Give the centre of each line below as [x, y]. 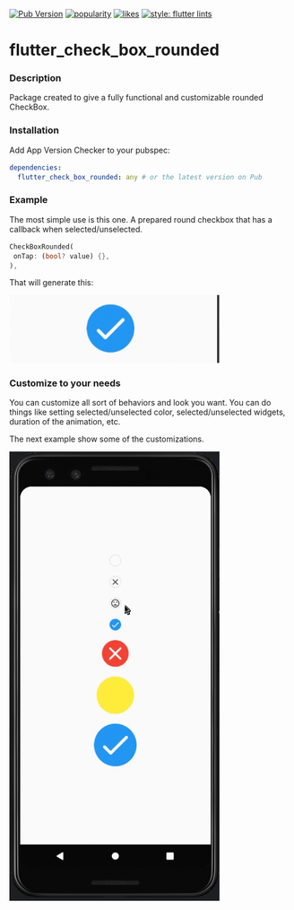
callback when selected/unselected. [76, 229]
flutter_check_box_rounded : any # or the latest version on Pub [140, 177]
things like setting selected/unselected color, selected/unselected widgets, [147, 412]
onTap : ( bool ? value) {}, [61, 256]
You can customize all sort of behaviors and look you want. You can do [140, 402]
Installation [35, 130]
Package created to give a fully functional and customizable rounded [137, 98]
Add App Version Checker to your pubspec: [90, 150]
